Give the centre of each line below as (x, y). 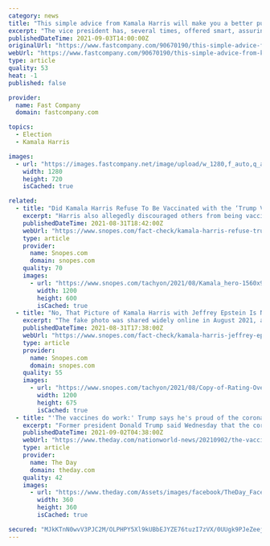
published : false (37, 83)
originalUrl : (30, 46)
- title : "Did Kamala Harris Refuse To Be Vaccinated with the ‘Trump (136, 209)
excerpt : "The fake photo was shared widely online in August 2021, (140, 321)
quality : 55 (43, 373)
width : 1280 (43, 171)
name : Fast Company (48, 105)
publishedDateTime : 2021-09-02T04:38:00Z (93, 433)
